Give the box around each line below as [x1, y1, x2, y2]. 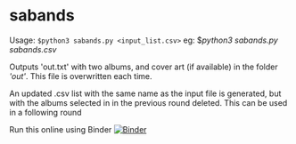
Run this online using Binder [9, 124, 112, 134]
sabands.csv [9, 44, 57, 54]
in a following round [9, 107, 82, 117]
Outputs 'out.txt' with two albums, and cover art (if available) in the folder [9, 61, 278, 72]
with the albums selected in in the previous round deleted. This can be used [9, 97, 288, 108]
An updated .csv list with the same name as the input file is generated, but [9, 88, 282, 99]
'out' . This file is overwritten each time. [9, 70, 152, 81]
